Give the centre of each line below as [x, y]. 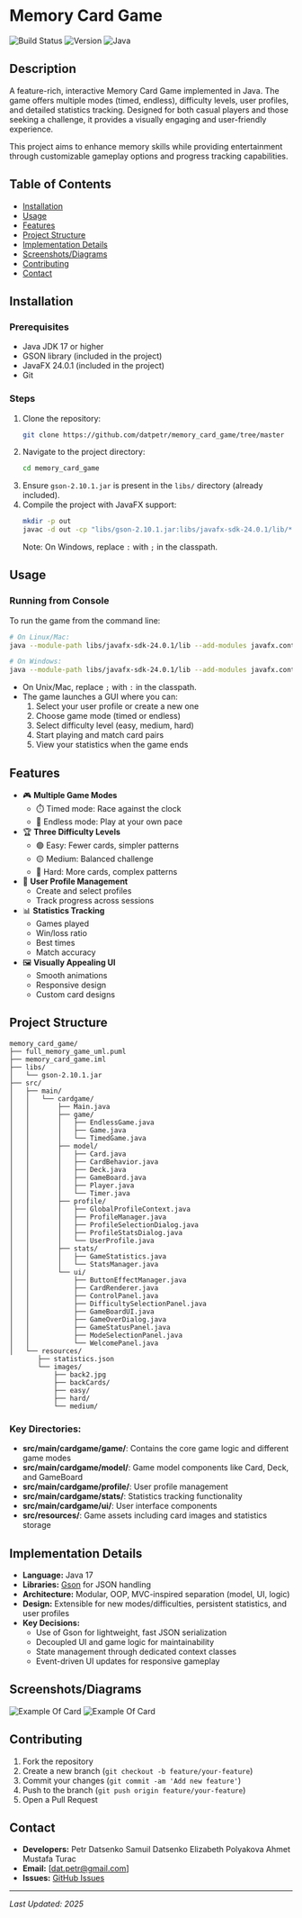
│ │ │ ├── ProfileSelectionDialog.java [104, 1225]
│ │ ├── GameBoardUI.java [82, 1312]
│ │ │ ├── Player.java [72, 1186]
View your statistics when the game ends [112, 745]
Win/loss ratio [62, 933]
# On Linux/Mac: [40, 637]
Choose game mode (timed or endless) [108, 716]
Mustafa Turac [49, 1859]
